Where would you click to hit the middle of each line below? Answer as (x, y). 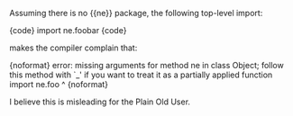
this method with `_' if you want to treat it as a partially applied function (141, 75)
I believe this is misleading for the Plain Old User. (100, 102)
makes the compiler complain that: (73, 48)
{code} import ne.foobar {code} (68, 30)
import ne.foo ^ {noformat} (59, 84)
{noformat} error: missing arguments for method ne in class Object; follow (146, 65)
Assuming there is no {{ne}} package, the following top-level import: (136, 13)
